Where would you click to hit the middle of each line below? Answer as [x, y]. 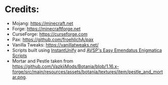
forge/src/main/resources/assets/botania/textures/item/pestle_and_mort [87, 71]
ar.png [19, 77]
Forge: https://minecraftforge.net [46, 28]
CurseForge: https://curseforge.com [50, 34]
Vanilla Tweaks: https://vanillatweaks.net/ [55, 45]
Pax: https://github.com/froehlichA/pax [53, 39]
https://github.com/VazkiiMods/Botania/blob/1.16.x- [66, 66]
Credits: [22, 9]
